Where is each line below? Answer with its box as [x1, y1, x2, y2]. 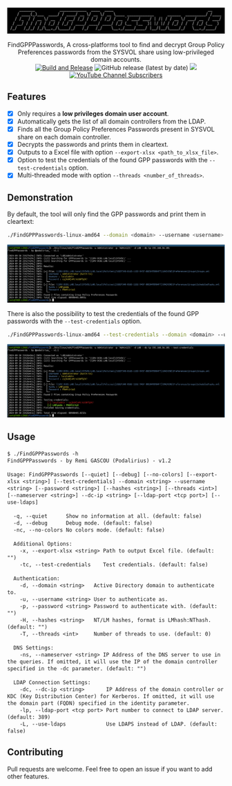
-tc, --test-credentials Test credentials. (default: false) [19, 561, 209, 568]
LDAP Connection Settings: [13, 679, 91, 686]
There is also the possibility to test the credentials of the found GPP [7, 310, 199, 318]
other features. [7, 772, 50, 780]
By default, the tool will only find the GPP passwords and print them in [7, 210, 206, 218]
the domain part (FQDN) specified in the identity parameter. [7, 699, 190, 707]
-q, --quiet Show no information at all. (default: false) [13, 512, 202, 520]
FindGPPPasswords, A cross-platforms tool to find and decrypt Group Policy [7, 41, 225, 49]
